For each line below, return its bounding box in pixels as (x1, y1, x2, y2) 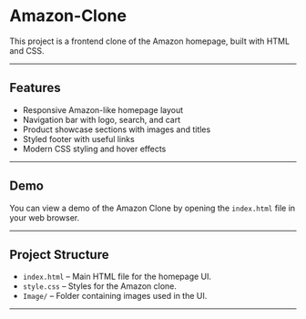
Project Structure (9, 247, 109, 262)
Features (9, 80, 61, 96)
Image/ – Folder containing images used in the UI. (22, 291, 208, 302)
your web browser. (9, 211, 80, 223)
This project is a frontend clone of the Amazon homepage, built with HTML (9, 36, 290, 46)
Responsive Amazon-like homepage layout (22, 104, 184, 115)
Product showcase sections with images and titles (22, 124, 211, 135)
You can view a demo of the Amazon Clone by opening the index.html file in (9, 202, 296, 213)
